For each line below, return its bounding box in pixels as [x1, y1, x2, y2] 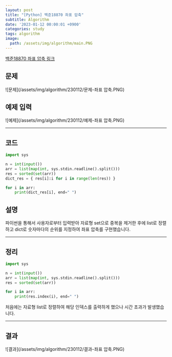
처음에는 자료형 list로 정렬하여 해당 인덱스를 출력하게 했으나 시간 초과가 [5, 304, 147, 310]
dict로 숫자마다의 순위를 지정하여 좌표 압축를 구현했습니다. [14, 226, 131, 233]
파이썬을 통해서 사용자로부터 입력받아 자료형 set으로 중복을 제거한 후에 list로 [5, 220, 157, 226]
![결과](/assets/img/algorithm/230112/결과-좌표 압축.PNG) [5, 346, 125, 352]
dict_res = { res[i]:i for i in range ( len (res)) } [5, 176, 116, 181]
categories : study [5, 27, 45, 32]
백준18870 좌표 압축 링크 [5, 55, 55, 61]
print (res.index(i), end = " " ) [14, 294, 79, 299]
